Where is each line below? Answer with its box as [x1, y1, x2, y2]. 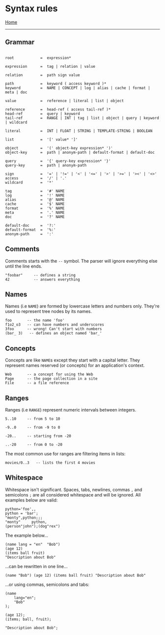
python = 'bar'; [5, 511, 38, 516]
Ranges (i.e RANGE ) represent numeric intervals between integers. [5, 407, 137, 413]
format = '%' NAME [5, 206, 65, 211]
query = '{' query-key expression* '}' [5, 158, 111, 164]
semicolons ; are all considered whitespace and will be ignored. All [5, 492, 141, 497]
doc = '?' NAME [5, 214, 65, 219]
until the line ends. [5, 263, 43, 269]
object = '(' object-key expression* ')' [5, 145, 113, 150]
